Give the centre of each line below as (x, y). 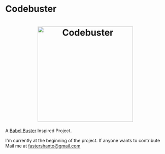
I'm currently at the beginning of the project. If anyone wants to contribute (83, 141)
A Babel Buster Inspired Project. (39, 131)
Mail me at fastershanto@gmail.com (43, 146)
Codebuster (31, 9)
